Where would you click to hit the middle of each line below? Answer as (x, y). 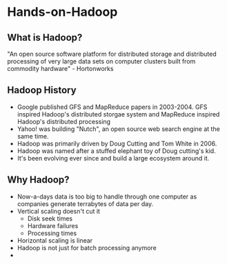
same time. (33, 136)
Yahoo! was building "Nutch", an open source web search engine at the (119, 129)
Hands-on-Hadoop (62, 12)
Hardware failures (53, 225)
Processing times (52, 233)
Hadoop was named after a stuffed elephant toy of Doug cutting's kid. (116, 151)
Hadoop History (42, 90)
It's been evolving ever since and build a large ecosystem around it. (113, 158)
